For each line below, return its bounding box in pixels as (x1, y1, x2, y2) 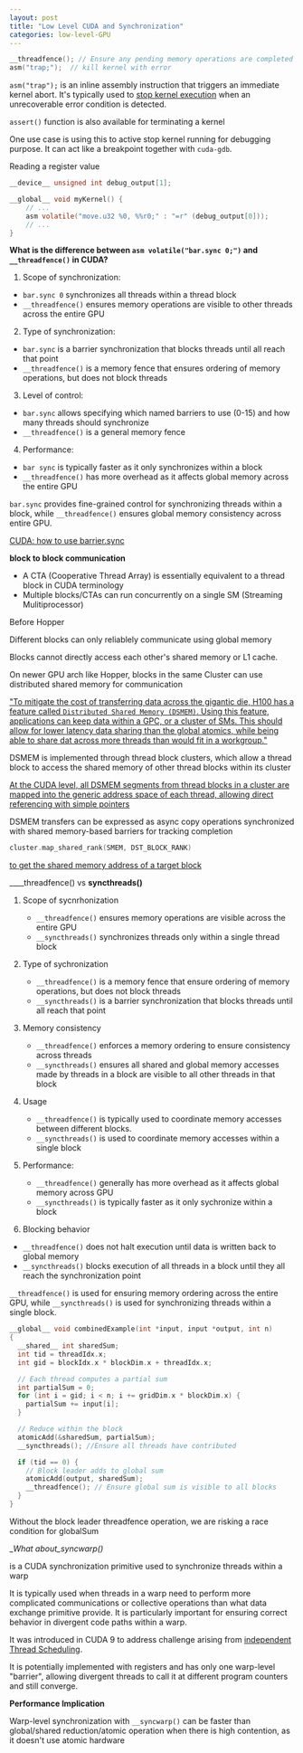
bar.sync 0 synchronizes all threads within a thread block (22, 289, 237, 300)
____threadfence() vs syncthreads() (9, 877, 143, 888)
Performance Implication (9, 1698, 106, 1709)
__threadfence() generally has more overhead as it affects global (35, 1178, 279, 1189)
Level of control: (22, 390, 84, 401)
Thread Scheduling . (9, 1644, 83, 1654)
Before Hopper (9, 617, 65, 628)
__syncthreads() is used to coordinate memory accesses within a (35, 1132, 280, 1144)
